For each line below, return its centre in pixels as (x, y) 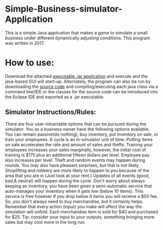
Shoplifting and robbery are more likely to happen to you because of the (77, 170)
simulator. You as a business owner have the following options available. (77, 129)
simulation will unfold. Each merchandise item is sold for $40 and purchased (81, 212)
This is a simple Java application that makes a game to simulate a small (76, 33)
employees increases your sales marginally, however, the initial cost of (76, 150)
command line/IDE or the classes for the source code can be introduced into (81, 91)
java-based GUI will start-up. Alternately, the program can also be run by (78, 81)
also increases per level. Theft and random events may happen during (75, 160)
